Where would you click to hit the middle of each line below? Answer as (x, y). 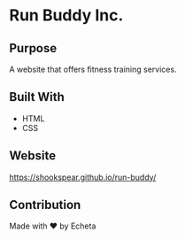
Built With (37, 97)
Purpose (33, 48)
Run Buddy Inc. (66, 15)
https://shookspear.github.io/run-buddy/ (83, 177)
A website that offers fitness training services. (93, 69)
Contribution (45, 205)
